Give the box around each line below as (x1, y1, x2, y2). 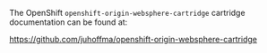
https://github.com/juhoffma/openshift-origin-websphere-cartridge (9, 34, 258, 44)
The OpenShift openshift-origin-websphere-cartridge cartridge (9, 8, 245, 18)
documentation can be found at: (9, 17, 128, 27)
